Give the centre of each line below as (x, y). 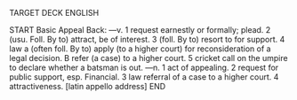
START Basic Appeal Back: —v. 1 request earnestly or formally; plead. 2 (140, 30)
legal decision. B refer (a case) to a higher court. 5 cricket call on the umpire (148, 58)
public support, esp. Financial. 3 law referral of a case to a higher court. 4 (144, 77)
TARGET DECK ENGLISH (54, 13)
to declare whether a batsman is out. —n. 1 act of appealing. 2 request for (144, 67)
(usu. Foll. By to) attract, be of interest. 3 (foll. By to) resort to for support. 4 (147, 39)
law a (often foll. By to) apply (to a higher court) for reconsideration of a (140, 49)
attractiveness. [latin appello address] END (88, 86)
